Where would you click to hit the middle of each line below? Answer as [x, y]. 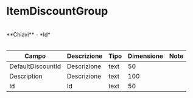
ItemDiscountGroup [57, 11]
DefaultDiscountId [35, 66]
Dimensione [145, 56]
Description [26, 76]
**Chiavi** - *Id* [28, 34]
